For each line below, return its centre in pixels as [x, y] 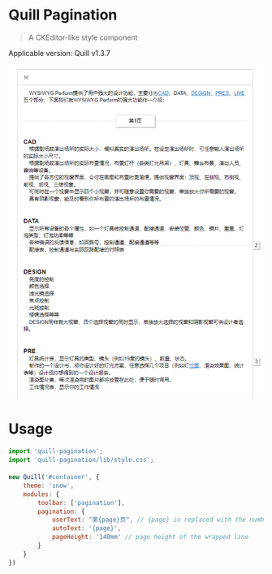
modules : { [41, 494]
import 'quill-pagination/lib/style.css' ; [81, 460]
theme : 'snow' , [49, 486]
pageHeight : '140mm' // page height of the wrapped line [150, 537]
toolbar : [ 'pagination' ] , [82, 503]
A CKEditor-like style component [83, 37]
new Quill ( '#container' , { [54, 477]
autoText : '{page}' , [86, 529]
